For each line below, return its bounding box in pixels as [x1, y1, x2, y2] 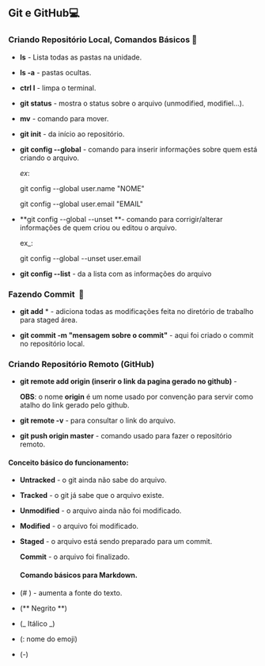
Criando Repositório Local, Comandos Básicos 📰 [8, 34, 198, 45]
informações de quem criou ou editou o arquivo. [19, 223, 177, 232]
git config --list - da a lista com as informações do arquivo [19, 269, 212, 278]
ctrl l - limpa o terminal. [19, 82, 97, 93]
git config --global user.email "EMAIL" [19, 199, 144, 209]
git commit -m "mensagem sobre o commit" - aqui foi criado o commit [19, 330, 254, 339]
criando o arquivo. [19, 153, 80, 163]
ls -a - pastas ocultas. [19, 67, 92, 77]
